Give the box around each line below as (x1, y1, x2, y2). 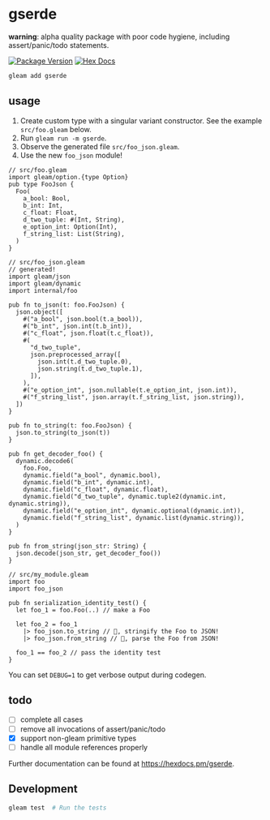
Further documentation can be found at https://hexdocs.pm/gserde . (8, 758, 235, 768)
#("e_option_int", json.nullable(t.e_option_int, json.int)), (23, 386, 238, 394)
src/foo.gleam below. (19, 124, 92, 134)
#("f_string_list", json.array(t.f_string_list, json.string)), (23, 393, 245, 401)
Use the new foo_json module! (19, 150, 123, 160)
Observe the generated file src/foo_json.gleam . (19, 141, 180, 151)
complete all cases (19, 715, 84, 724)
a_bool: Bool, (23, 194, 71, 203)
